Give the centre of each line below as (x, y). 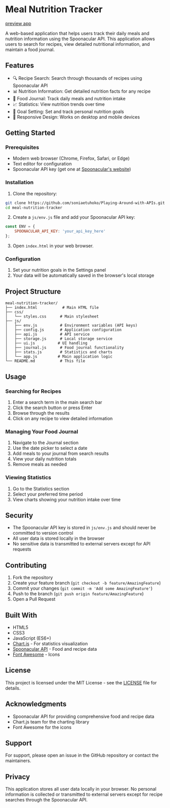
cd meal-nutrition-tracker (34, 208)
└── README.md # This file (45, 361)
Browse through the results (41, 413)
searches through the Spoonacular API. (47, 800)
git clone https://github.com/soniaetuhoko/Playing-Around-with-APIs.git (85, 203)
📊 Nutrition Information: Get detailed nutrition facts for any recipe (82, 91)
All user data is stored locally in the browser (59, 538)
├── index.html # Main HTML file (52, 308)
